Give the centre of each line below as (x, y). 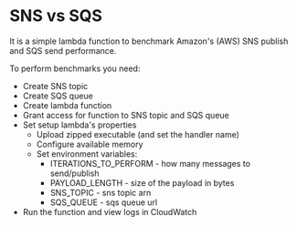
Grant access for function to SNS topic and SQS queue (126, 115)
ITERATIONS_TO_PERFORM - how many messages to (150, 163)
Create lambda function (67, 105)
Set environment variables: (87, 154)
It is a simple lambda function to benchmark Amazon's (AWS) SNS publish (149, 41)
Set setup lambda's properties (80, 125)
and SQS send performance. (63, 50)
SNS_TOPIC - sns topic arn (101, 192)
